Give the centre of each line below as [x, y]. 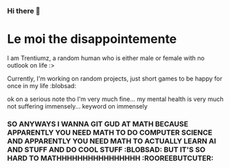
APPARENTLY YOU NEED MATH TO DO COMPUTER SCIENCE [110, 132]
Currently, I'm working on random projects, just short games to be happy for [115, 79]
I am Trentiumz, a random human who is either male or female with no [106, 58]
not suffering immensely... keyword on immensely [77, 106]
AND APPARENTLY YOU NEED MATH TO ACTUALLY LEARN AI [112, 141]
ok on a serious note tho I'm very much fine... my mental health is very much [115, 99]
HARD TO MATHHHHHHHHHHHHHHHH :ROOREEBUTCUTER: [111, 158]
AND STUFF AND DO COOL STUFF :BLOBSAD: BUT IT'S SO [106, 150]
